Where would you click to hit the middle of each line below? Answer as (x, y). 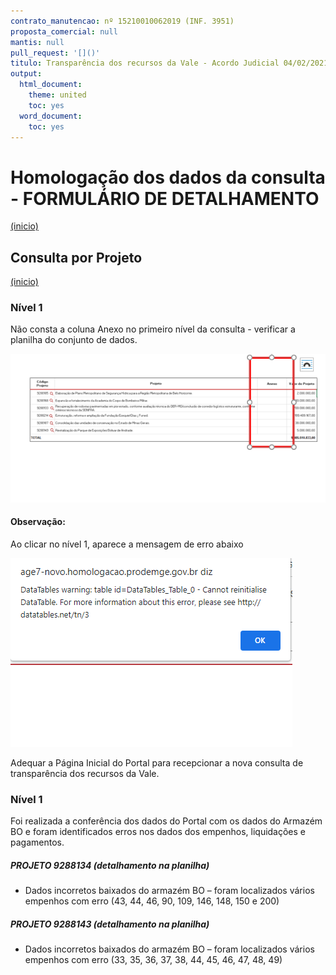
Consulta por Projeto (76, 257)
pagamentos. (37, 842)
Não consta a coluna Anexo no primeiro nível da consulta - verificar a (153, 329)
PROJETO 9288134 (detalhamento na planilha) (110, 865)
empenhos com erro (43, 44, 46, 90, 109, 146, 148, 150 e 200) (152, 901)
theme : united (57, 95)
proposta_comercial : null (64, 31)
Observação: (38, 522)
